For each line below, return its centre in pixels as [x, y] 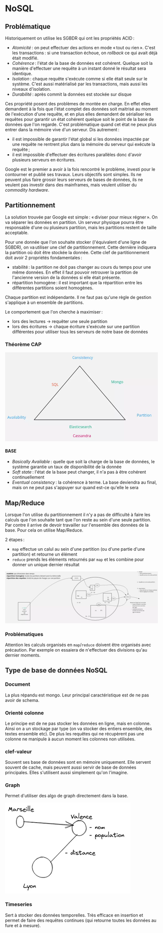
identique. [22, 73]
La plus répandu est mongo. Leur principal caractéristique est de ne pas [77, 695]
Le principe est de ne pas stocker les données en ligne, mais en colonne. [78, 723]
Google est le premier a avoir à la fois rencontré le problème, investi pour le [80, 169]
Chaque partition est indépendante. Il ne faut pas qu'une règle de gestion [78, 297]
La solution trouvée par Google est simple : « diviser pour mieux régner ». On [81, 217]
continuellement [28, 477]
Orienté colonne [24, 713]
